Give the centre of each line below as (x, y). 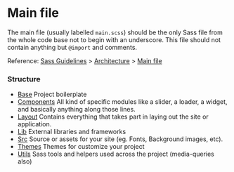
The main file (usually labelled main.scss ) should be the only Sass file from (115, 32)
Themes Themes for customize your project (81, 147)
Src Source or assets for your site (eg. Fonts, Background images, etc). (120, 139)
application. (34, 124)
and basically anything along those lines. (76, 110)
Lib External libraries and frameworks (72, 132)
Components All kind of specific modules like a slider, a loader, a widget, (122, 102)
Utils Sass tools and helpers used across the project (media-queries (116, 154)
